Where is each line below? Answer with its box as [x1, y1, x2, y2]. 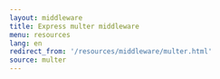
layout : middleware [9, 13, 83, 23]
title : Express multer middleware [9, 22, 140, 31]
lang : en [9, 38, 43, 48]
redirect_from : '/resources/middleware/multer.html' [9, 47, 213, 56]
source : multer [9, 55, 67, 64]
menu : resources [9, 30, 71, 39]
